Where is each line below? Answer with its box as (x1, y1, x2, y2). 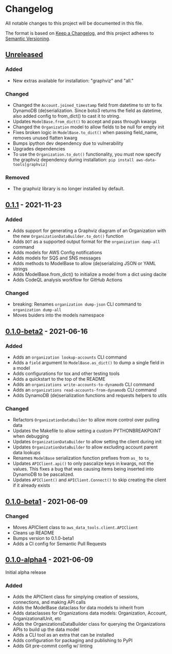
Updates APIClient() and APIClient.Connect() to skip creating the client (12, 477, 166, 483)
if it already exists (12, 482, 50, 489)
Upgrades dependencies (12, 145, 66, 152)
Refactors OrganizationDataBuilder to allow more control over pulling (12, 417, 160, 423)
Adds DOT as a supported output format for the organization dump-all (12, 238, 160, 245)
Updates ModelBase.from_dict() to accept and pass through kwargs (12, 118, 157, 124)
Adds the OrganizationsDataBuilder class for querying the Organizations (12, 621, 166, 627)
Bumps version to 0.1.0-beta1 (12, 535, 74, 541)
